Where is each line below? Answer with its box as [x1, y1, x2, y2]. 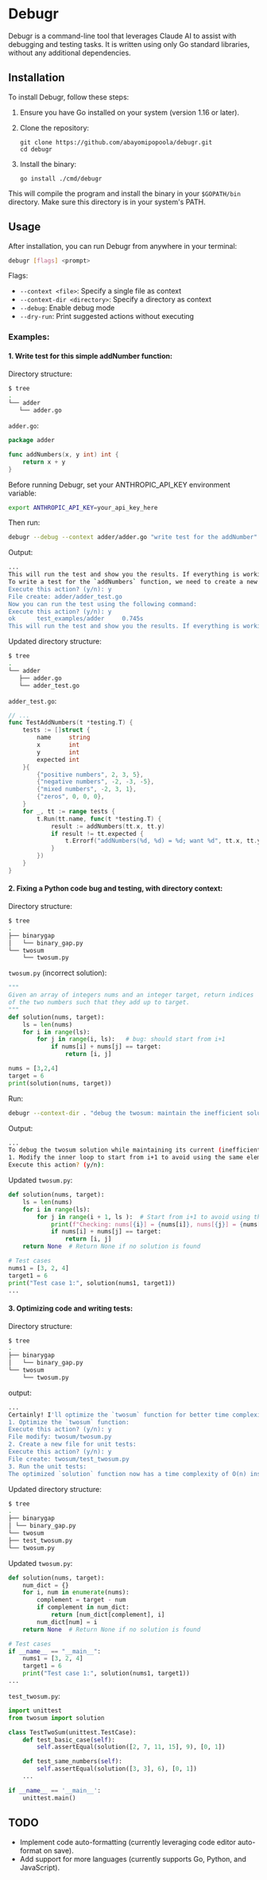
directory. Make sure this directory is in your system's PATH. [8, 196, 207, 207]
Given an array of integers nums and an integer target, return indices [8, 991, 254, 999]
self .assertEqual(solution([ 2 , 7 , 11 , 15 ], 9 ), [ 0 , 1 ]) [37, 1743, 226, 1751]
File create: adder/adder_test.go [8, 592, 123, 600]
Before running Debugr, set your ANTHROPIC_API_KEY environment [8, 480, 230, 489]
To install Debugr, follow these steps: [8, 92, 130, 102]
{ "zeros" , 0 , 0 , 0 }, [37, 793, 105, 801]
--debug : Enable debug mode [19, 303, 115, 313]
